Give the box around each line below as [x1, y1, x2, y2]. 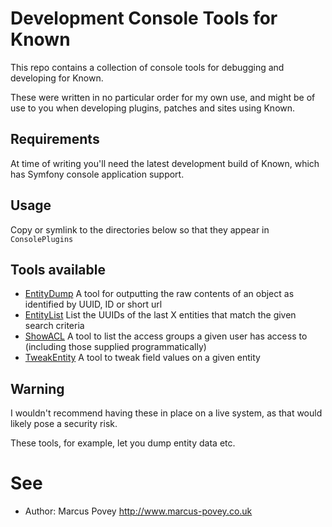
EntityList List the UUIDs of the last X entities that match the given [24, 309, 297, 321]
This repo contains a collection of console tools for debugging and [10, 61, 285, 73]
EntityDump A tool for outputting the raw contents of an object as [24, 288, 295, 300]
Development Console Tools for [10, 7, 278, 30]
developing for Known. [10, 72, 104, 84]
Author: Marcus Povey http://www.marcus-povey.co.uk [24, 505, 253, 517]
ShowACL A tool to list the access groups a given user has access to [24, 330, 308, 342]
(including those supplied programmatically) [24, 341, 207, 353]
